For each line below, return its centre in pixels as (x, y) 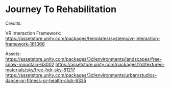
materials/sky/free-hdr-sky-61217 (40, 70)
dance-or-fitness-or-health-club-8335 (46, 80)
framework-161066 (25, 43)
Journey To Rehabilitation (61, 9)
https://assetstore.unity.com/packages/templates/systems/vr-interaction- (83, 38)
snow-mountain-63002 (30, 64)
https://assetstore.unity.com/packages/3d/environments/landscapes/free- (83, 59)
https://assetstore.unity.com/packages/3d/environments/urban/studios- (81, 75)
